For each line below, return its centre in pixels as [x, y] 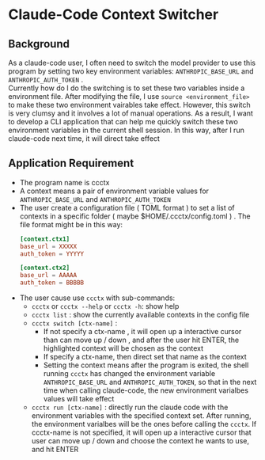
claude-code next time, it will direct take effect [84, 139]
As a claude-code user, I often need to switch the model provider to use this [132, 63]
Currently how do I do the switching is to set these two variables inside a [127, 88]
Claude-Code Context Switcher [114, 15]
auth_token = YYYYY [52, 254]
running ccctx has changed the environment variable [129, 374]
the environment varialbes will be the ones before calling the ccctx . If [144, 424]
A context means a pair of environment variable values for [114, 191]
